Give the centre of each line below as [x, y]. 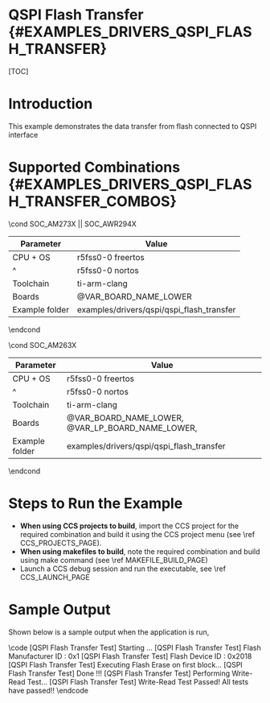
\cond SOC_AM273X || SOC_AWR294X [72, 224]
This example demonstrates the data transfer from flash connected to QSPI [133, 126]
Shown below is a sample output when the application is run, [109, 632]
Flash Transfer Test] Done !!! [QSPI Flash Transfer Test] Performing [119, 673]
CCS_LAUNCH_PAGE [55, 577]
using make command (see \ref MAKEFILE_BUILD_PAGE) [114, 560]
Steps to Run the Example [96, 503]
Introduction [51, 104]
